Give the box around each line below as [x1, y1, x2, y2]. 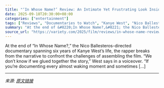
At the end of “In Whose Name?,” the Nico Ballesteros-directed [5, 43, 132, 48]
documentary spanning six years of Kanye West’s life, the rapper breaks [5, 48, 150, 54]
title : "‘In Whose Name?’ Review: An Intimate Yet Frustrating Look [5, 7, 147, 12]
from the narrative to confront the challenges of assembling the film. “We [5, 53, 152, 59]
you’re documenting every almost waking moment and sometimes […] [5, 63, 146, 69]
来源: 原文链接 [5, 78, 33, 84]
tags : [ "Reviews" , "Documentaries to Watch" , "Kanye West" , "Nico [5, 20, 143, 26]
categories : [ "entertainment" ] [5, 16, 69, 21]
